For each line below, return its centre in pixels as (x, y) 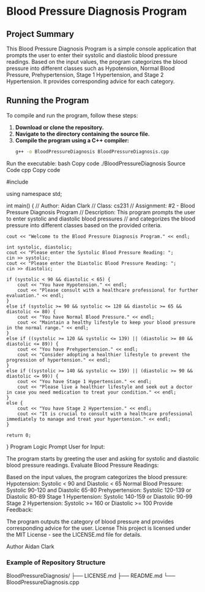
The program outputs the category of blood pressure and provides (90, 521)
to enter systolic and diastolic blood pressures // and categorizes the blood (101, 219)
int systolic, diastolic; (39, 247)
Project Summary (40, 34)
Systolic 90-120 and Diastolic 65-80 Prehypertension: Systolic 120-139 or (99, 490)
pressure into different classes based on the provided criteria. (84, 225)
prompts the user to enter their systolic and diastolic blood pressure (92, 55)
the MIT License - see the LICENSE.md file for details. (74, 534)
